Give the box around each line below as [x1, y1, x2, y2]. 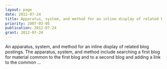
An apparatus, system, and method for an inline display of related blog [5, 44, 149, 49]
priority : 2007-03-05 [5, 21, 50, 26]
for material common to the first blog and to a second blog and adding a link [5, 54, 161, 60]
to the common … [5, 60, 41, 65]
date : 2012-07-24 [5, 12, 41, 17]
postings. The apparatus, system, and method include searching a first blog [5, 49, 161, 55]
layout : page [5, 7, 32, 12]
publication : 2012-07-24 [5, 26, 57, 31]
